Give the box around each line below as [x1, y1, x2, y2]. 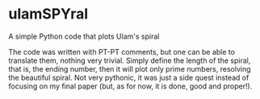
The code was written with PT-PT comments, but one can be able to [8, 47, 236, 56]
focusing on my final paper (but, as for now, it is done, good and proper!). [8, 81, 253, 91]
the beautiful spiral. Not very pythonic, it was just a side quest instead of [8, 72, 250, 82]
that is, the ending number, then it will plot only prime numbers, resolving [8, 64, 252, 73]
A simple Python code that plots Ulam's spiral [8, 31, 160, 41]
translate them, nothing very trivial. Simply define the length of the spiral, [8, 56, 251, 65]
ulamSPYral [8, 5, 89, 23]
